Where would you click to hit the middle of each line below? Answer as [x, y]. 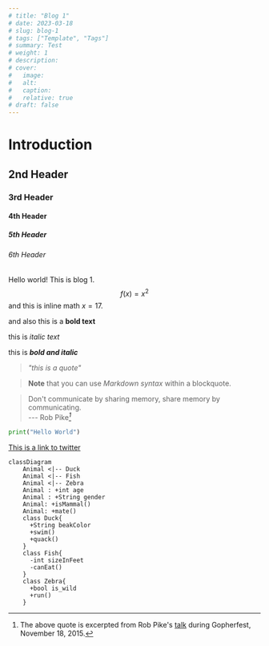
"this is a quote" [54, 368]
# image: [26, 75]
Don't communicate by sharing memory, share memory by [124, 399]
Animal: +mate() [50, 511]
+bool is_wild [53, 588]
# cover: [23, 68]
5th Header [28, 234]
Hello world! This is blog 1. [52, 279]
